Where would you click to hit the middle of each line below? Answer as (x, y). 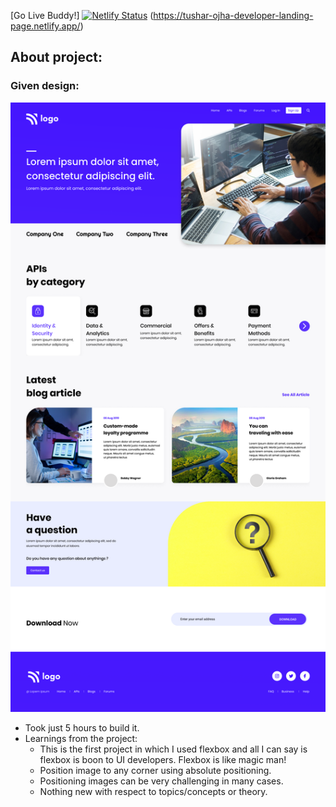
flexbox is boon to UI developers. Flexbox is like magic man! (163, 760)
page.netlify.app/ (45, 26)
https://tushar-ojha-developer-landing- (233, 15)
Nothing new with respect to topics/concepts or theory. (153, 792)
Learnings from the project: (81, 739)
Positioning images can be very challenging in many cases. (161, 781)
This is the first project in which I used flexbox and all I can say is (173, 749)
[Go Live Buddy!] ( (82, 15)
